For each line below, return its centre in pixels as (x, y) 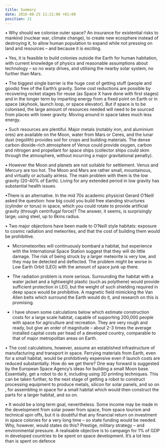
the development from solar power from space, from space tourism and (78, 410)
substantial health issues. (31, 186)
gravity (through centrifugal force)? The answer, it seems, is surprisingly (78, 211)
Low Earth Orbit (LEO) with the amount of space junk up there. (76, 267)
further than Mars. (24, 74)
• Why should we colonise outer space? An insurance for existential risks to (82, 33)
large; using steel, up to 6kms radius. (43, 217)
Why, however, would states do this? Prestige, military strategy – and (75, 425)
